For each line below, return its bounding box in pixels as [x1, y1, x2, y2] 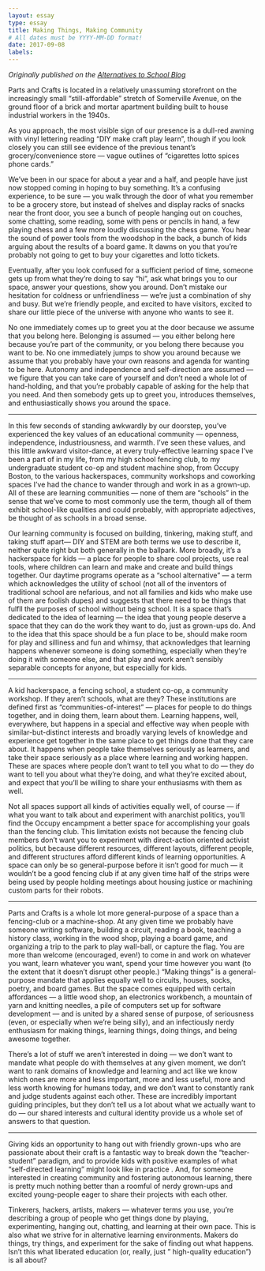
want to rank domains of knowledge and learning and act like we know [8, 1066, 238, 1075]
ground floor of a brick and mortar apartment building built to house [8, 102, 229, 111]
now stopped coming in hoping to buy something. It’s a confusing [8, 183, 221, 192]
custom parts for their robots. [8, 886, 104, 895]
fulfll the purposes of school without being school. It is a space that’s [8, 604, 233, 613]
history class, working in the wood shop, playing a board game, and [8, 934, 229, 942]
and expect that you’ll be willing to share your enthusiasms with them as [8, 778, 243, 787]
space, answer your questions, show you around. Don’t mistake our [8, 282, 227, 291]
